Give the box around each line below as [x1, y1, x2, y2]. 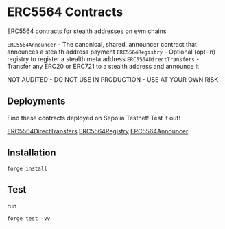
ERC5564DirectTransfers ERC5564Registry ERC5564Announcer [7, 127, 189, 135]
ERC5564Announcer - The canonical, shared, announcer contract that [7, 40, 198, 48]
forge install [7, 165, 48, 172]
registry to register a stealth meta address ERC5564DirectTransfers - [7, 54, 200, 63]
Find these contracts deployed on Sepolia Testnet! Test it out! [7, 113, 180, 122]
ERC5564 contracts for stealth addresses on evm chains [7, 27, 167, 35]
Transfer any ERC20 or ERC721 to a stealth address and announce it [7, 62, 200, 70]
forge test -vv [7, 215, 51, 222]
